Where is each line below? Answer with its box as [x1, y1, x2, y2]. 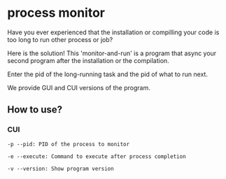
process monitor [7, 5, 105, 21]
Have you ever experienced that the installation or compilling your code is [7, 28, 220, 36]
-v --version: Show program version [7, 165, 114, 172]
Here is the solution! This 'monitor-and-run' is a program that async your [7, 49, 217, 57]
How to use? [7, 103, 63, 116]
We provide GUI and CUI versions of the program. [7, 83, 150, 92]
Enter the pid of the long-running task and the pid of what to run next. [7, 70, 209, 78]
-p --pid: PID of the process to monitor [7, 141, 130, 148]
